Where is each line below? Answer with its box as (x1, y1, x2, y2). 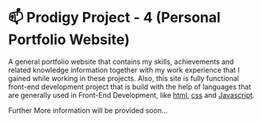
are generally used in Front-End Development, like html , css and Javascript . (8, 90, 255, 99)
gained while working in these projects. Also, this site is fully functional (8, 73, 239, 83)
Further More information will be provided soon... (8, 106, 169, 115)
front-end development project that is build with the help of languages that (8, 82, 252, 91)
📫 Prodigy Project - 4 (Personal (8, 9, 221, 27)
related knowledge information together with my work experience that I (8, 65, 240, 74)
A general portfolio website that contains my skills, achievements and (8, 57, 234, 66)
